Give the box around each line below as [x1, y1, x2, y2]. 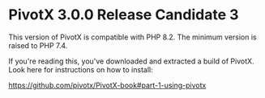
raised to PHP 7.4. [8, 40, 68, 50]
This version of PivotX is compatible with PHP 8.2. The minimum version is [8, 32, 257, 42]
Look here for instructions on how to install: [8, 64, 153, 74]
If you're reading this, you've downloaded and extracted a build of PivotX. [8, 56, 254, 66]
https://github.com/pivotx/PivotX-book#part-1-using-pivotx [8, 80, 207, 90]
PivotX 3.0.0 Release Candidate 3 [8, 6, 239, 24]
